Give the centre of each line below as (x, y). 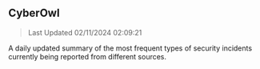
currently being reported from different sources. (87, 56)
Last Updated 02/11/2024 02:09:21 (85, 32)
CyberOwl (34, 13)
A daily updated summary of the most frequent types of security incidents (130, 48)
